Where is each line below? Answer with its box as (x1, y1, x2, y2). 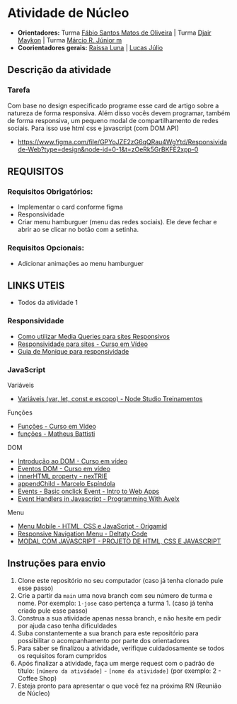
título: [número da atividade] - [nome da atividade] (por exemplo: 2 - (17, 667, 221, 675)
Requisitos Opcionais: (7, 243, 85, 253)
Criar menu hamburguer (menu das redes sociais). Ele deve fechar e (17, 218, 217, 226)
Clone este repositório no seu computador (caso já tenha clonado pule (17, 576, 224, 584)
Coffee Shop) (17, 674, 57, 682)
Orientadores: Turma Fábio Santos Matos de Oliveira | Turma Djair (17, 28, 212, 37)
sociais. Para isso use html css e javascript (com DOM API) (7, 124, 179, 132)
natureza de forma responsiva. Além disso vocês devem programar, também (7, 108, 231, 117)
